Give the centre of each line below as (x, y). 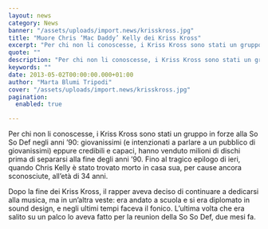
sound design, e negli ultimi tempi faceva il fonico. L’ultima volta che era (126, 208)
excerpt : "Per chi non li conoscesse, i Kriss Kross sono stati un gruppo (135, 45)
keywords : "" (30, 68)
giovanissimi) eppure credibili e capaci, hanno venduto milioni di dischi (124, 151)
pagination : (28, 97)
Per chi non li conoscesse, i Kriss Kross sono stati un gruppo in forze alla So (133, 134)
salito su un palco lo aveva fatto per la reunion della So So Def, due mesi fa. (132, 217)
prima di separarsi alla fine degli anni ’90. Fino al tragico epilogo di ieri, (124, 159)
